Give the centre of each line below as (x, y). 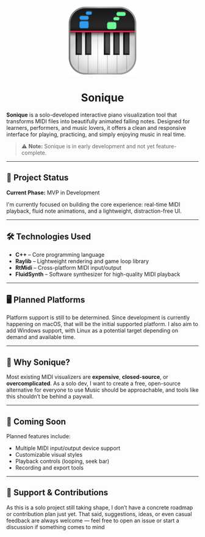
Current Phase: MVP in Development (53, 192)
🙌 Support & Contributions (57, 493)
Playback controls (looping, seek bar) (62, 461)
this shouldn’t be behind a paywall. (50, 397)
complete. (34, 153)
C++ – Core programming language (60, 254)
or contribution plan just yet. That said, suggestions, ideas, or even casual (99, 514)
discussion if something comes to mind (56, 527)
